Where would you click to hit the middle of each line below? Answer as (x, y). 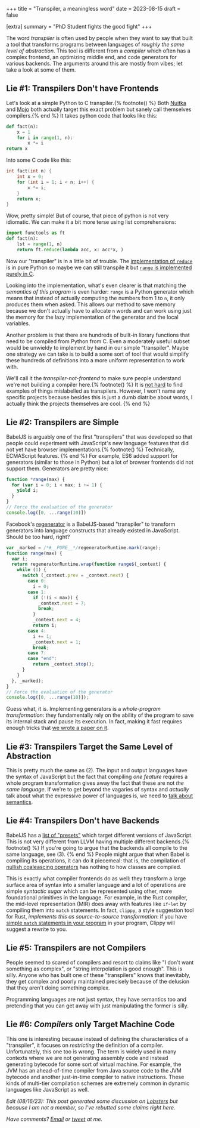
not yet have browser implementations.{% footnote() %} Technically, (90, 449)
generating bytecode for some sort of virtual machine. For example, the (94, 1064)
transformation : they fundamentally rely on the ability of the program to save (100, 715)
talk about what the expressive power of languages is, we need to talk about (100, 796)
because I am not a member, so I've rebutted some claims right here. (91, 1107)
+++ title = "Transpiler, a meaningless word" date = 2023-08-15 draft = (93, 9)
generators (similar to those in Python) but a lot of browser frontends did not (100, 462)
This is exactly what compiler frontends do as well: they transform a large (96, 878)
